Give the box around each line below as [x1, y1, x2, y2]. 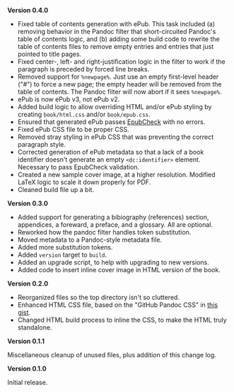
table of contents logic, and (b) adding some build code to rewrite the [17, 35, 221, 43]
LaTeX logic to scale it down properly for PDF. [17, 178, 151, 186]
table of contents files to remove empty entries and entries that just [17, 43, 214, 50]
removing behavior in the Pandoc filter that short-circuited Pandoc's [17, 28, 216, 35]
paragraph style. [17, 140, 66, 148]
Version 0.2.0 [7, 279, 49, 288]
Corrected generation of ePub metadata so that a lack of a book [17, 148, 204, 156]
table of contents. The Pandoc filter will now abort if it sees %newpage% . [17, 88, 222, 96]
